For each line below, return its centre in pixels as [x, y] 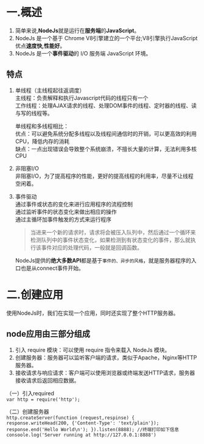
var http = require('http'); [43, 400]
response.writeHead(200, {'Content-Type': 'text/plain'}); [83, 423]
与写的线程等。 [34, 113]
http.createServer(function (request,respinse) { [71, 418]
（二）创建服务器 [28, 411]
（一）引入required [30, 393]
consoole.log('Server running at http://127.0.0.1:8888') [81, 435]
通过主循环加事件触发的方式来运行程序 [63, 219]
